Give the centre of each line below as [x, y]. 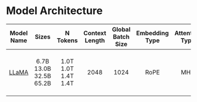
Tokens [67, 40]
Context [95, 33]
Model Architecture [55, 11]
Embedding [152, 33]
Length [95, 40]
